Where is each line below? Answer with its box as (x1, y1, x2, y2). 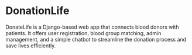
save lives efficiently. (5, 42, 56, 49)
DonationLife (5, 4, 70, 18)
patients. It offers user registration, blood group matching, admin (5, 29, 162, 36)
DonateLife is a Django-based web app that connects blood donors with (5, 23, 179, 30)
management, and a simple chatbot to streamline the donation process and (5, 36, 187, 43)
